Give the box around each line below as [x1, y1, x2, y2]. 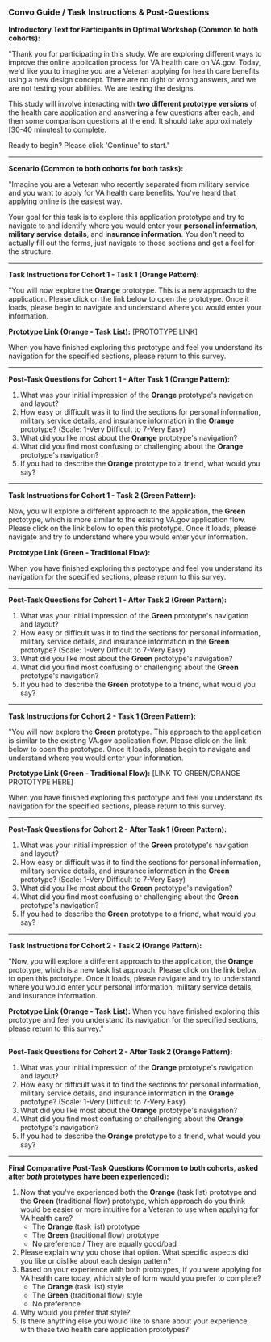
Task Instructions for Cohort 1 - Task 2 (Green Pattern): [8, 491, 196, 500]
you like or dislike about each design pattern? [19, 1256, 172, 1266]
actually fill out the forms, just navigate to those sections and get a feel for [8, 238, 256, 248]
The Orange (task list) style [31, 1282, 123, 1292]
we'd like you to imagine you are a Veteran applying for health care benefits [8, 66, 260, 76]
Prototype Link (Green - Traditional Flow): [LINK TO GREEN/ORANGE [8, 769, 240, 779]
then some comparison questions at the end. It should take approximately [8, 116, 252, 126]
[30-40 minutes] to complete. [8, 124, 107, 135]
